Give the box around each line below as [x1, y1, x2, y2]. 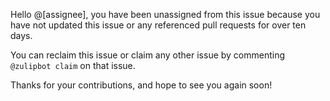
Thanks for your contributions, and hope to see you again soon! [10, 79, 273, 91]
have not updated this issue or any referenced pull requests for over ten [10, 19, 307, 31]
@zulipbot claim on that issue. [10, 60, 136, 71]
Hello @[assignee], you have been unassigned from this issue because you [10, 9, 321, 20]
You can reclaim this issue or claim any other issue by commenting [10, 49, 286, 61]
